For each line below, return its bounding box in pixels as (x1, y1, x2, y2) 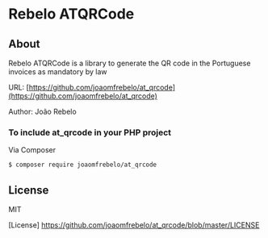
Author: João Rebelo (8, 106, 77, 116)
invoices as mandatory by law (8, 67, 107, 77)
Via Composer (8, 145, 57, 155)
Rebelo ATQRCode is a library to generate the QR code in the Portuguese (8, 58, 251, 68)
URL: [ (8, 82, 30, 92)
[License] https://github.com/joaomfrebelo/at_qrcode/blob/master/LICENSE (8, 219, 260, 230)
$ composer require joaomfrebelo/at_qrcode (8, 161, 157, 169)
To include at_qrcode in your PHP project (8, 127, 172, 138)
